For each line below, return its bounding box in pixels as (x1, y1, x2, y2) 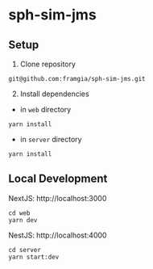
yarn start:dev (8, 253, 60, 261)
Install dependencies (19, 89, 90, 99)
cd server (8, 246, 42, 254)
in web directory (19, 105, 72, 114)
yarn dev (8, 216, 38, 224)
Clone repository (19, 59, 76, 69)
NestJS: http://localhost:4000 (8, 230, 107, 240)
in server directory (19, 135, 82, 144)
